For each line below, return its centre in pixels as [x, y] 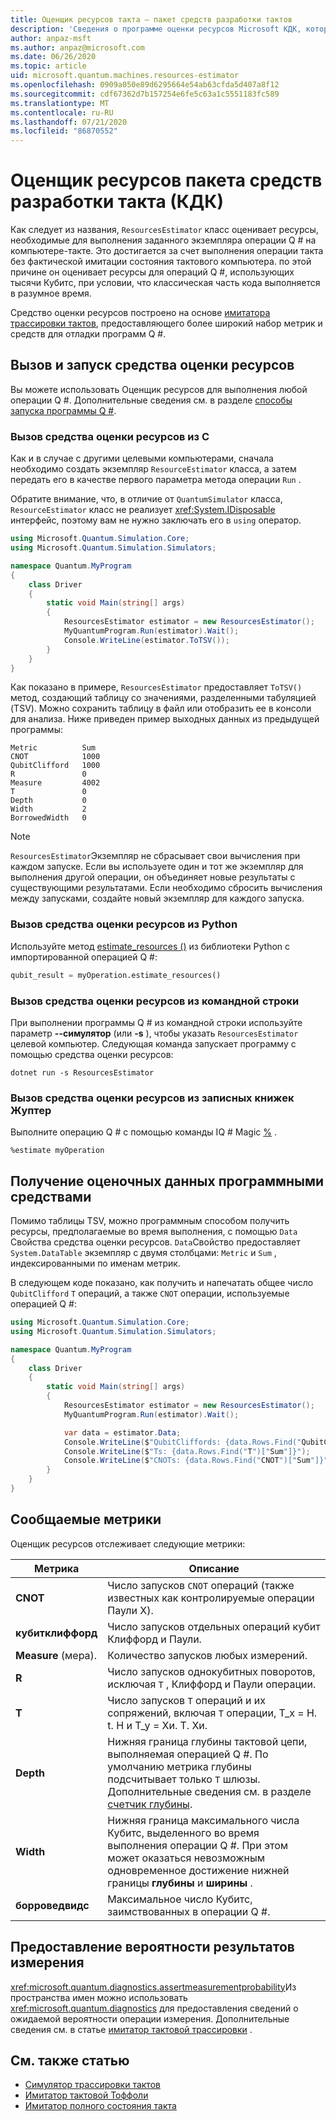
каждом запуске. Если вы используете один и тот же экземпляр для [157, 867]
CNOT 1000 [55, 757]
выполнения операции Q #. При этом [198, 1845]
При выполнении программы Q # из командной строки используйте [156, 1022]
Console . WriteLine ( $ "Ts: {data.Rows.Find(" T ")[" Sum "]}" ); [187, 1451]
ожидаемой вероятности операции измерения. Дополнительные [150, 2018]
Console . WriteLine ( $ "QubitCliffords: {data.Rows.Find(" [182, 1442]
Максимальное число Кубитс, [180, 1899]
